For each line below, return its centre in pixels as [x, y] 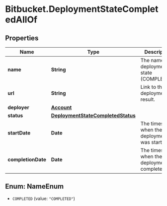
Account [61, 107]
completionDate [27, 160]
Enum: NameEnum [34, 186]
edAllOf [21, 20]
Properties [22, 38]
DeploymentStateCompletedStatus [93, 115]
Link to [148, 87]
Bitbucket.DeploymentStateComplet [82, 9]
